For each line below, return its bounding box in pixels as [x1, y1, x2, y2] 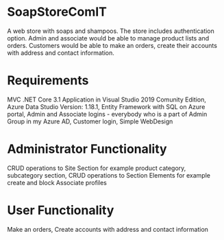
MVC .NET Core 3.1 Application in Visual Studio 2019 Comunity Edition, [7, 95, 207, 104]
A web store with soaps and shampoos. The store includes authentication [7, 27, 214, 35]
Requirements [7, 73, 89, 88]
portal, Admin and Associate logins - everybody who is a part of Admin [7, 110, 208, 118]
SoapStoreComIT [7, 4, 108, 20]
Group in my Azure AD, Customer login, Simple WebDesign [7, 117, 173, 125]
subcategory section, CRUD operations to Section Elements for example [7, 171, 211, 179]
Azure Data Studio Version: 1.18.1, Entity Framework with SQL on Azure [7, 102, 206, 110]
